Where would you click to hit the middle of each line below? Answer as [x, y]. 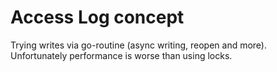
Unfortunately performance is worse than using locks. [121, 55]
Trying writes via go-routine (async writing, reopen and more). [139, 45]
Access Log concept [97, 17]
